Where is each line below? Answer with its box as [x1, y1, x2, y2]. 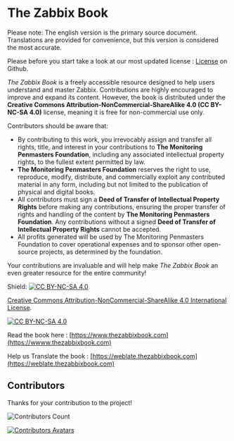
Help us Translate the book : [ [7, 352, 93, 360]
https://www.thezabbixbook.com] [71, 330, 169, 339]
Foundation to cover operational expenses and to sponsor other [17, 240, 202, 248]
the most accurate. [7, 43, 62, 51]
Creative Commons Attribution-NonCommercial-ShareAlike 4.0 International [7, 296, 227, 304]
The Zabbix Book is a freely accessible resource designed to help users [7, 77, 216, 86]
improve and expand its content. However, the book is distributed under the [7, 93, 226, 101]
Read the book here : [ [7, 330, 72, 339]
